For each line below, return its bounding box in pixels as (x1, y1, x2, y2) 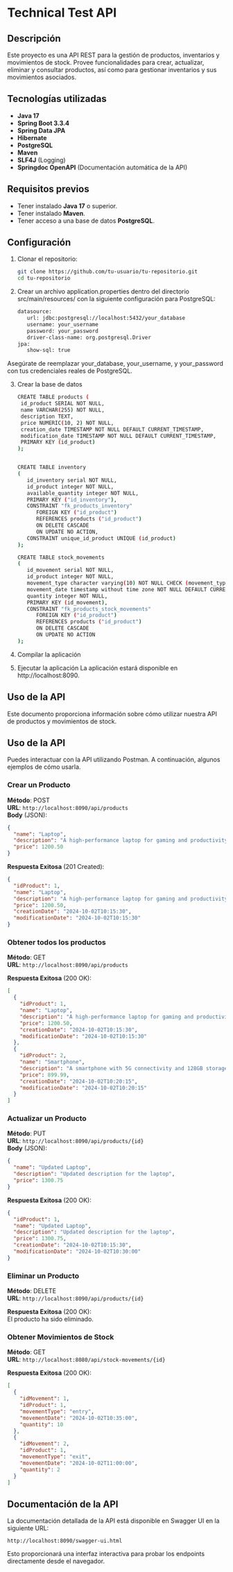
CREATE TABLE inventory (17, 464, 87, 471)
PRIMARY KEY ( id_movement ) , (26, 599, 108, 606)
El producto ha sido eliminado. (7, 1315, 94, 1324)
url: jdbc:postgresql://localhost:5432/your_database (26, 314, 186, 322)
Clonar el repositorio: (17, 255, 78, 263)
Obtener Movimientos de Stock (7, 1333, 114, 1342)
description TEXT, (20, 413, 74, 420)
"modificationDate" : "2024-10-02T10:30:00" (13, 1248, 141, 1256)
